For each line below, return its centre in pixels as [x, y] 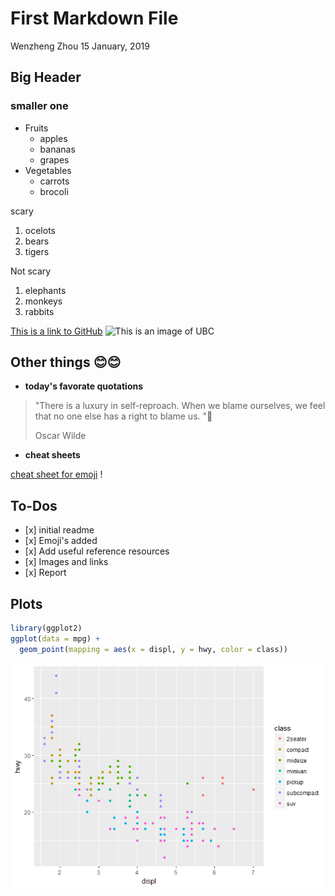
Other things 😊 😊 [66, 362]
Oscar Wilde [60, 436]
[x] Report [45, 573]
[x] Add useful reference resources [97, 551]
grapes [54, 159]
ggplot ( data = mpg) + [55, 638]
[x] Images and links [66, 562]
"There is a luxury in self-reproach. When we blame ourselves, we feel [180, 406]
